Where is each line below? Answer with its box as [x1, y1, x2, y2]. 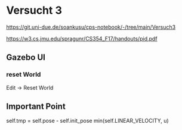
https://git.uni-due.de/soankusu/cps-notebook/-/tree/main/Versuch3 [6, 23, 176, 31]
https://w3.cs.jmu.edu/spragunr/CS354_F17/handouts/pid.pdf [6, 35, 158, 42]
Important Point [6, 101, 66, 111]
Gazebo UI [6, 52, 46, 63]
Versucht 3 [6, 4, 63, 17]
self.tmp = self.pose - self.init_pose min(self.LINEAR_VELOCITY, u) [6, 117, 169, 125]
